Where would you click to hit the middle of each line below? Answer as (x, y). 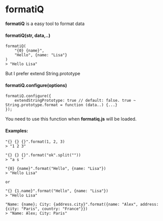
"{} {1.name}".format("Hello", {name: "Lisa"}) (57, 191)
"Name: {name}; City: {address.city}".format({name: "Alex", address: (82, 204)
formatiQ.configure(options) (36, 85)
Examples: (17, 130)
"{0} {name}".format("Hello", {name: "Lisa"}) (56, 168)
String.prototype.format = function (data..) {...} (61, 105)
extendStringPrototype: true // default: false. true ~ (75, 101)
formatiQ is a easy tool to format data (45, 24)
